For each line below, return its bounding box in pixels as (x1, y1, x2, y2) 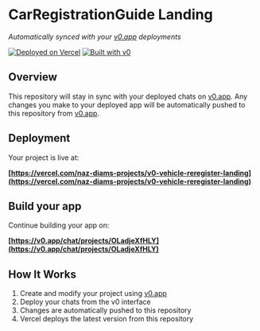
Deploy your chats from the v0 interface (19, 297, 151, 307)
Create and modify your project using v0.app (19, 289, 167, 298)
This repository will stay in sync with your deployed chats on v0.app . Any (8, 92, 248, 101)
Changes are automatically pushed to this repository (19, 306, 192, 315)
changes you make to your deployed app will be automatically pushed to (8, 99, 246, 109)
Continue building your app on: (8, 220, 110, 230)
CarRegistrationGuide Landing (8, 6, 213, 24)
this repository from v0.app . (8, 108, 99, 118)
